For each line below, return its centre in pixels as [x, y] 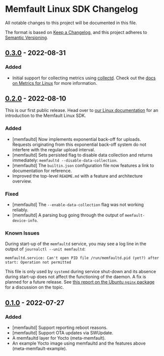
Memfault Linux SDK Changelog [72, 9]
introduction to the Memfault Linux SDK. [46, 116]
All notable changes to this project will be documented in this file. [71, 23]
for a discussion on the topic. [34, 287]
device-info [24, 221]
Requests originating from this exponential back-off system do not [79, 144]
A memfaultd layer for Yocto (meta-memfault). [59, 338]
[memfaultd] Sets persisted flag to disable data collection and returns [82, 155]
